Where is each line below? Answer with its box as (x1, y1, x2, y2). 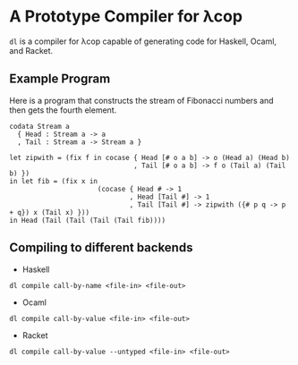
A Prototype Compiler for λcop (9, 6, 243, 27)
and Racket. (9, 45, 54, 55)
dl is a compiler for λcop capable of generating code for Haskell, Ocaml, (9, 36, 277, 47)
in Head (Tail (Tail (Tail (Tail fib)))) (9, 216, 166, 225)
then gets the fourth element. (9, 105, 117, 115)
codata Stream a (9, 122, 70, 131)
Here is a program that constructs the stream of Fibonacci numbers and (9, 95, 275, 106)
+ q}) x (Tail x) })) (9, 208, 90, 216)
